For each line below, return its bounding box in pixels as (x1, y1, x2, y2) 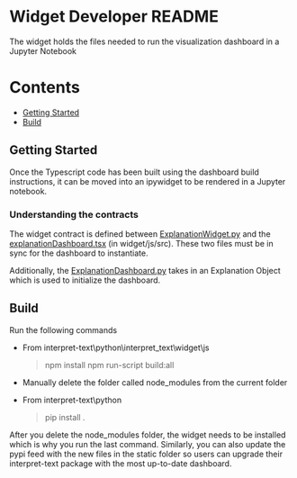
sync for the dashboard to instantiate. (9, 248, 148, 258)
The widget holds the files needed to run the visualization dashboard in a (9, 36, 280, 47)
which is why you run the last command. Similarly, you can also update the (9, 438, 286, 449)
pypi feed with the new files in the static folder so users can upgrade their (9, 448, 283, 459)
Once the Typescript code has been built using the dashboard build (9, 167, 259, 177)
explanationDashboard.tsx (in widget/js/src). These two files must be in (9, 238, 274, 248)
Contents (9, 77, 81, 98)
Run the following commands (9, 324, 118, 335)
